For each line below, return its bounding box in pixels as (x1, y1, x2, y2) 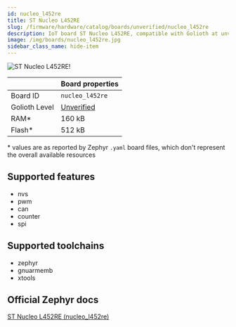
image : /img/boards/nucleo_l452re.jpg (7, 37, 121, 44)
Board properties (60, 79, 119, 89)
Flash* (11, 125, 34, 134)
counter (17, 212, 41, 220)
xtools (17, 274, 36, 282)
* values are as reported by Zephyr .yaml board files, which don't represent (7, 143, 225, 151)
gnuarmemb (17, 266, 53, 274)
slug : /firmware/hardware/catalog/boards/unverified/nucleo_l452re (7, 23, 209, 30)
